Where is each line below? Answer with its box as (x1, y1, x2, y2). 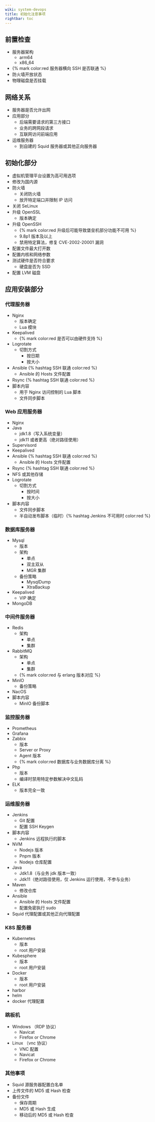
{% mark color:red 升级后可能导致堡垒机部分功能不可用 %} (19, 227, 137, 233)
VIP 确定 (19, 595, 36, 601)
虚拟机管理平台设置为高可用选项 (12, 173, 76, 179)
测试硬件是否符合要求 (12, 258, 55, 263)
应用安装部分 (5, 285, 44, 293)
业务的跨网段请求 (19, 125, 54, 131)
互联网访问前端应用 (19, 131, 58, 137)
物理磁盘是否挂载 (12, 78, 46, 83)
